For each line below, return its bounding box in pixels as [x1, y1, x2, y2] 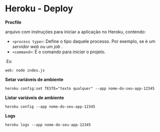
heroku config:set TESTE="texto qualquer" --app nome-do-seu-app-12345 [5, 86, 155, 91]
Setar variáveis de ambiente [5, 76, 64, 82]
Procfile [5, 19, 22, 25]
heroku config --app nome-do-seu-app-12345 [5, 104, 96, 109]
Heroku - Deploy [5, 3, 74, 14]
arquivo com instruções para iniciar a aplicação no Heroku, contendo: [5, 29, 146, 34]
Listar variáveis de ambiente [5, 95, 64, 100]
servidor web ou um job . [12, 43, 63, 49]
